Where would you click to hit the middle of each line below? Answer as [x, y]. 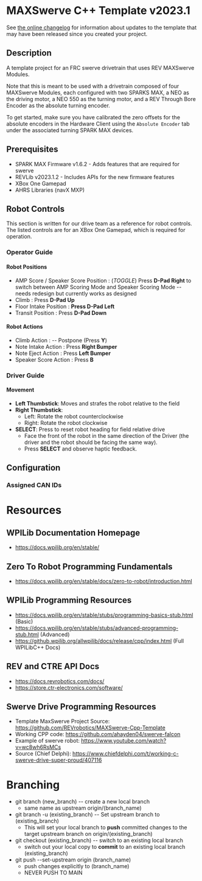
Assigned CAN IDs [34, 485]
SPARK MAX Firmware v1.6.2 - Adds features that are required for [97, 164]
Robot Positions [27, 267]
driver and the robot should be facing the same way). [91, 442]
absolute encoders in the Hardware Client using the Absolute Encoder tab [98, 124]
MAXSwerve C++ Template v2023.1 [98, 11]
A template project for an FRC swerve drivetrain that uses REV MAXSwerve [100, 68]
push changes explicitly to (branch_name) [77, 866]
